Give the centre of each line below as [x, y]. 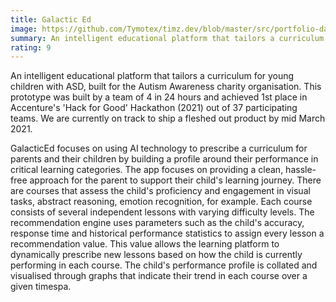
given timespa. [41, 287]
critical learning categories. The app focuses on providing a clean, [147, 170]
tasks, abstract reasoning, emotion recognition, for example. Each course [161, 202]
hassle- [301, 170]
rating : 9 [31, 47]
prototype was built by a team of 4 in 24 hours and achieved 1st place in [159, 97]
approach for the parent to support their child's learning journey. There [175, 180]
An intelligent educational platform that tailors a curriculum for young [152, 76]
